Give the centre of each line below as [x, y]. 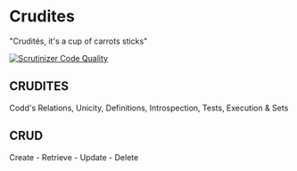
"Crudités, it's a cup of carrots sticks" [78, 41]
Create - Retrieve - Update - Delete [74, 157]
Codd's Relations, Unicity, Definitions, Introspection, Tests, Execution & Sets [149, 108]
